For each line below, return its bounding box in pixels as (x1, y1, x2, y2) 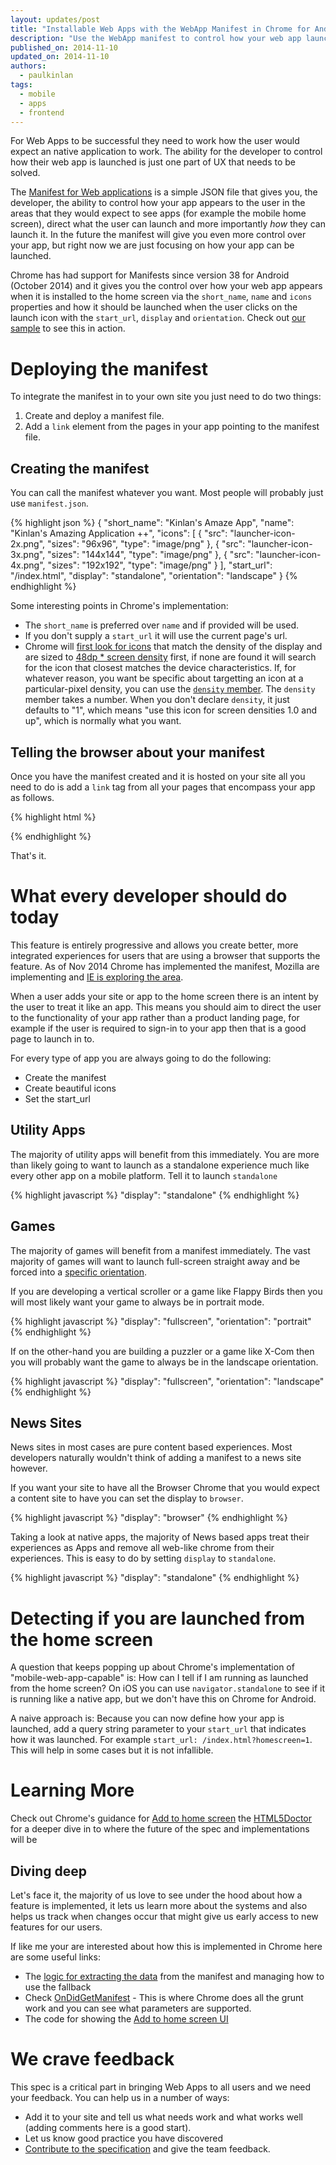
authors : (10, 61, 47, 71)
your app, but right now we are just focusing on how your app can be (10, 239, 295, 251)
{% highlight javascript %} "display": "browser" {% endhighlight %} (10, 1512, 288, 1524)
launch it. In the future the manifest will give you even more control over (10, 229, 307, 241)
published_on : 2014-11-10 (10, 42, 118, 53)
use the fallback (24, 1981, 92, 1993)
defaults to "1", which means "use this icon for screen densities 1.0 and (24, 704, 317, 716)
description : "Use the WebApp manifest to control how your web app (10, 33, 302, 43)
